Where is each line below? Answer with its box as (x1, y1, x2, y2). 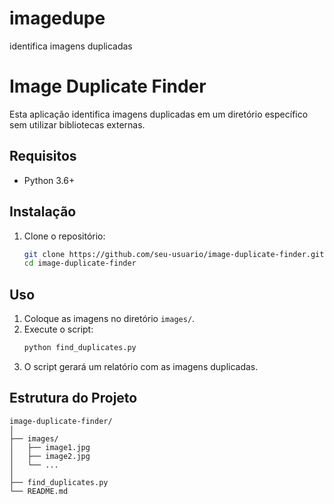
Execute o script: (23, 323, 94, 336)
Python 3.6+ (23, 174, 76, 186)
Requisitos (9, 148, 77, 165)
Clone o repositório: (23, 230, 106, 242)
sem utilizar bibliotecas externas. (9, 118, 146, 131)
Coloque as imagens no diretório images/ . (23, 313, 196, 325)
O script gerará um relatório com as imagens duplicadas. (23, 360, 259, 372)
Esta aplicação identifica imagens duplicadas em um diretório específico (9, 108, 309, 120)
